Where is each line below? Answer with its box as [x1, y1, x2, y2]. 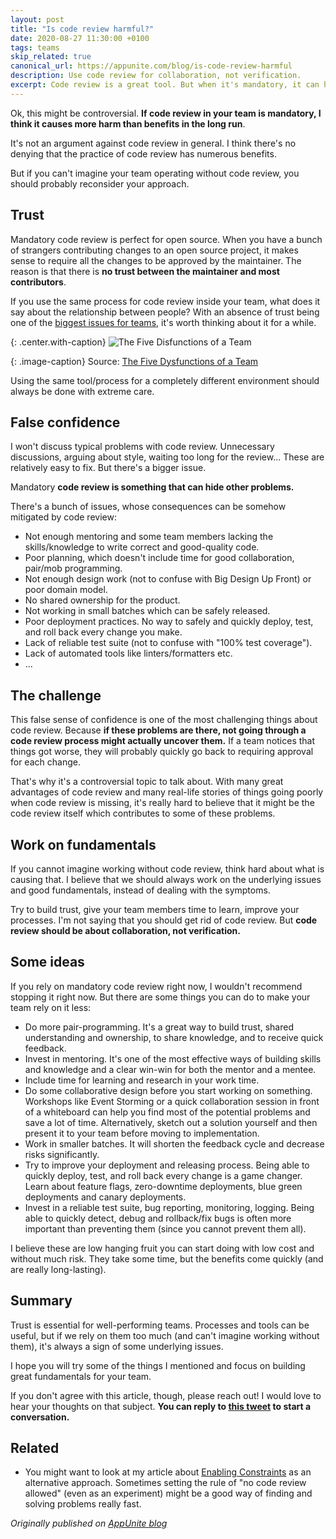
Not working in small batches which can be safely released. [24, 605, 271, 617]
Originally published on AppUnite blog [10, 1517, 168, 1530]
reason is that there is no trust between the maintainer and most [10, 265, 280, 277]
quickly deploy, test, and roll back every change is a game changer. [24, 1169, 303, 1181]
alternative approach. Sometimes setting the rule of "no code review [24, 1477, 307, 1489]
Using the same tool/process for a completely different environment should [10, 374, 320, 386]
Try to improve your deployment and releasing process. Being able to [24, 1159, 310, 1171]
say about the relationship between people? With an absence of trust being [10, 306, 320, 318]
